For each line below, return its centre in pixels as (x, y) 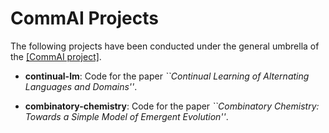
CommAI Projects (84, 18)
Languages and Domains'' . (81, 86)
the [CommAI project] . (56, 56)
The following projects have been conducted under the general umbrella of (165, 46)
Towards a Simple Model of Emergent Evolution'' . (126, 116)
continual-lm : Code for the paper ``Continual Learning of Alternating (167, 76)
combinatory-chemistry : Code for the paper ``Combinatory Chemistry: (172, 106)
